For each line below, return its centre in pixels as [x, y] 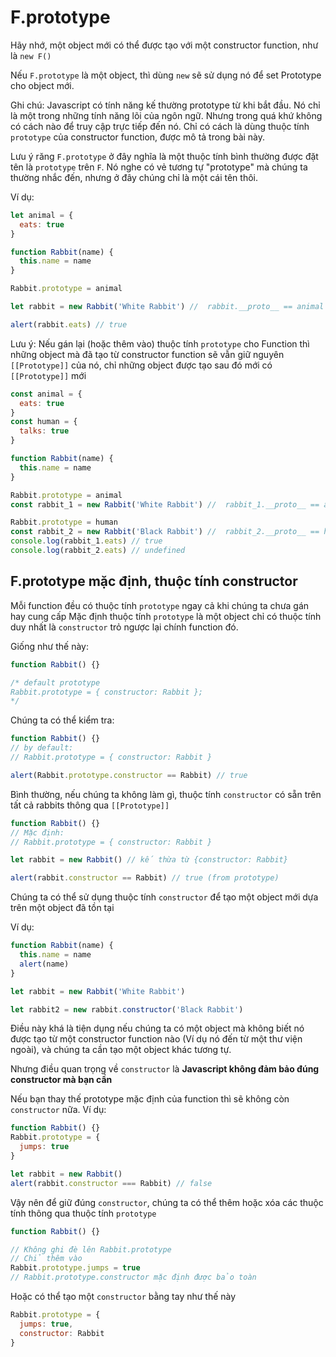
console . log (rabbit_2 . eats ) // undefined [98, 551]
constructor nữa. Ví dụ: [58, 1110]
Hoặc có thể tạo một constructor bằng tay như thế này [123, 1296]
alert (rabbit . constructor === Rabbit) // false [111, 1183]
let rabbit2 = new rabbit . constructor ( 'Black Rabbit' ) [127, 1009]
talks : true [44, 431]
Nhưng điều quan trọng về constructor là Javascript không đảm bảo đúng [165, 1069]
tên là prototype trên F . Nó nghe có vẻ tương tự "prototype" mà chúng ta [159, 167]
